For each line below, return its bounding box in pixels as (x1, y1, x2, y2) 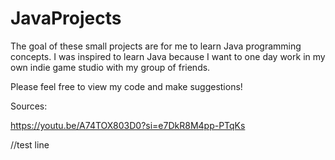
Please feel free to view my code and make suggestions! (10, 80, 243, 92)
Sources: (10, 100, 48, 112)
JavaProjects (10, 7, 122, 30)
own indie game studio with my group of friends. (10, 61, 211, 73)
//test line (10, 138, 50, 151)
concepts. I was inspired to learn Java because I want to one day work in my (10, 50, 326, 62)
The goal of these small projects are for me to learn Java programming (10, 40, 302, 52)
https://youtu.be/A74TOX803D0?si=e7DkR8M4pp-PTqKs (10, 119, 246, 131)
